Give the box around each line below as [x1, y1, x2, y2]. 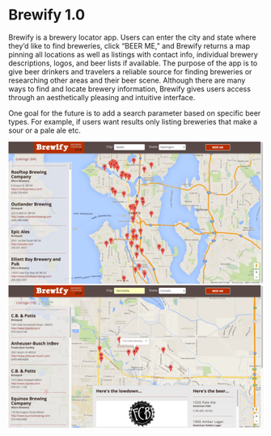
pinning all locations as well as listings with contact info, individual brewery [8, 49, 259, 59]
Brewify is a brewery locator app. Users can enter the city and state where [8, 32, 256, 42]
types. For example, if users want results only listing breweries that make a [8, 116, 257, 126]
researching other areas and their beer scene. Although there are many [8, 75, 246, 85]
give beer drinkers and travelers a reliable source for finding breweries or [8, 66, 252, 76]
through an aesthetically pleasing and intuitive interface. [8, 92, 196, 102]
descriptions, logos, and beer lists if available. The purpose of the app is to [8, 58, 258, 68]
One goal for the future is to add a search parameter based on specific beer [8, 108, 261, 118]
